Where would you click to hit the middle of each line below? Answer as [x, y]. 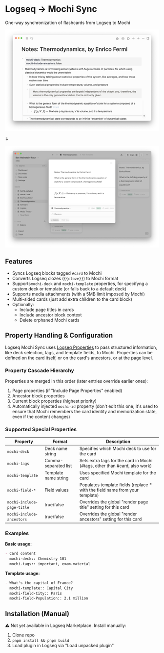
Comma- [54, 461]
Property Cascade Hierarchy [40, 370]
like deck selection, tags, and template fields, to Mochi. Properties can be [79, 352]
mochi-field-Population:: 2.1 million [49, 599]
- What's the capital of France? [39, 583]
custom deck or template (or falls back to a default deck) [69, 289]
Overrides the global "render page [114, 502]
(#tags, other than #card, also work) [116, 466]
